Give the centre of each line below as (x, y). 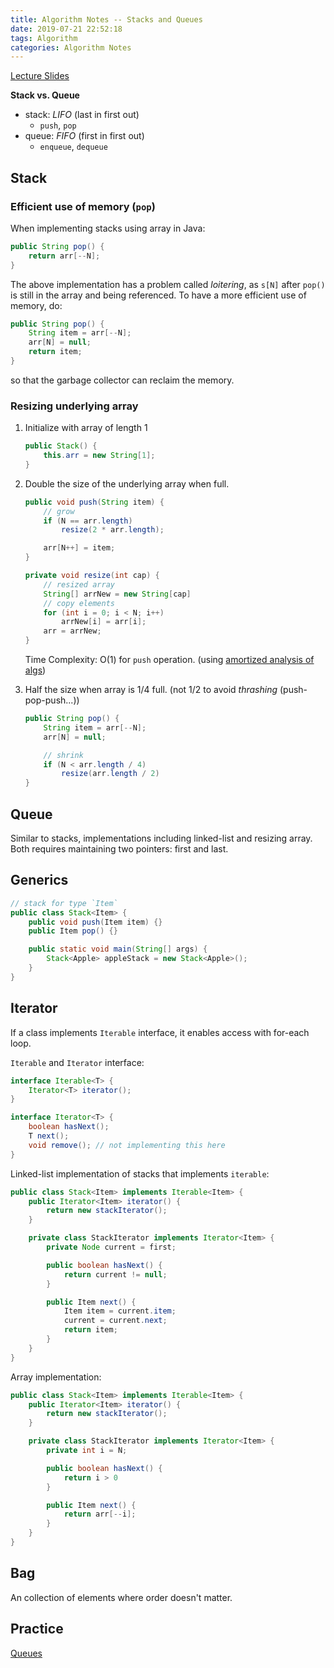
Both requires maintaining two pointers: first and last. (119, 849)
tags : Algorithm (44, 38)
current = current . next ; (115, 1321)
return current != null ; (115, 1274)
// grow (59, 511)
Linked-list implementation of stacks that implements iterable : (140, 1173)
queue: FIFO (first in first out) (84, 136)
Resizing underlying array (74, 406)
